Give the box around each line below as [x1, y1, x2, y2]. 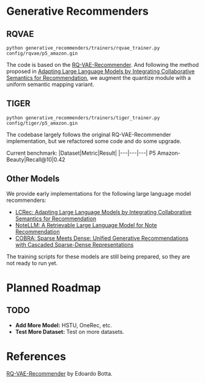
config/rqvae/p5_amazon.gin [6, 50, 78, 56]
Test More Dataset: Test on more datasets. [15, 328, 124, 335]
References [6, 349, 66, 363]
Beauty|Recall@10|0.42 [6, 155, 65, 163]
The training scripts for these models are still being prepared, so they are [6, 253, 190, 260]
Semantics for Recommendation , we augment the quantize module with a [6, 74, 191, 81]
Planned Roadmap [6, 280, 101, 295]
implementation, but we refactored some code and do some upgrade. [6, 137, 182, 145]
